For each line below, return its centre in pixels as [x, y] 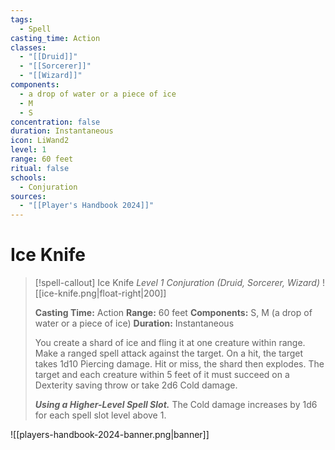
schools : [28, 177]
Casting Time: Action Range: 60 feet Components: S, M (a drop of [173, 313]
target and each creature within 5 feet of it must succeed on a [162, 375]
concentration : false [55, 122]
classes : [28, 47]
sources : [28, 196]
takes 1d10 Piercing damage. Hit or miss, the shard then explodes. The [179, 364]
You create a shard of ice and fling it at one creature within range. [170, 343]
